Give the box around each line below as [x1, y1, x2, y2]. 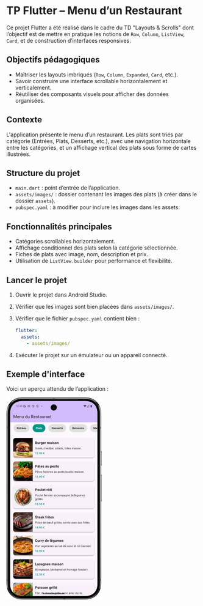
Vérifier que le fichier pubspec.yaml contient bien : [15, 315, 140, 322]
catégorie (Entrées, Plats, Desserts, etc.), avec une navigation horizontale [6, 137, 191, 144]
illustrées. [6, 150, 31, 158]
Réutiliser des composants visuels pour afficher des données [15, 90, 169, 98]
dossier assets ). [15, 197, 56, 205]
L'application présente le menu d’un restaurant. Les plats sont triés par [6, 131, 183, 138]
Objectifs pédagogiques [6, 54, 100, 65]
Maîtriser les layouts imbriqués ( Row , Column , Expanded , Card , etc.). [15, 71, 179, 78]
